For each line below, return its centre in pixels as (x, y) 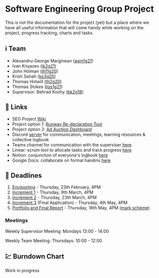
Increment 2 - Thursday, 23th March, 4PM (54, 198)
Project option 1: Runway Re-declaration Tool (57, 124)
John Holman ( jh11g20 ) (35, 71)
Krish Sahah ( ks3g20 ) (34, 76)
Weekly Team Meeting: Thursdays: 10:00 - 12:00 (53, 241)
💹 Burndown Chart (35, 257)
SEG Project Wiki (29, 119)
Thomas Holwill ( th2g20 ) (37, 81)
